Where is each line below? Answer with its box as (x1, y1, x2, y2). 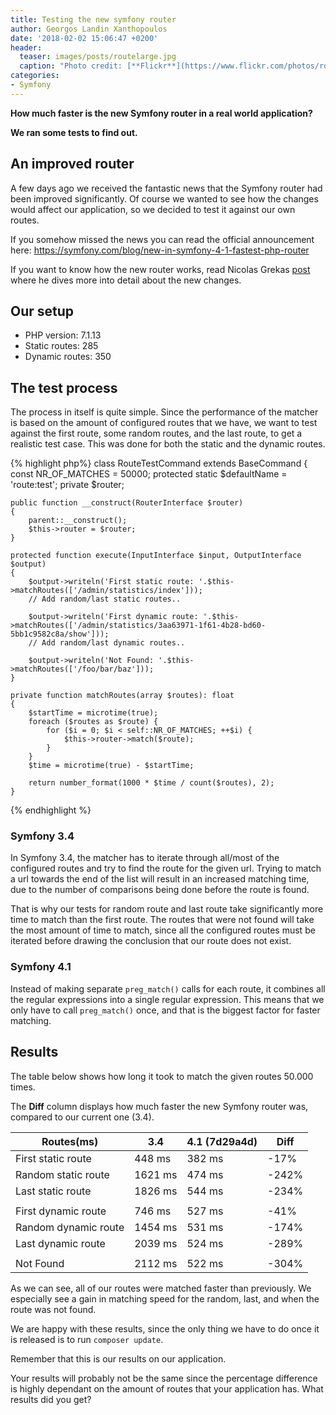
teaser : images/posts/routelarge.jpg (19, 52, 177, 62)
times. (10, 1081, 36, 1093)
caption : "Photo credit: (19, 61, 123, 71)
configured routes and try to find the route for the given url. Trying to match (10, 862, 322, 875)
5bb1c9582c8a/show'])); (10, 629, 110, 640)
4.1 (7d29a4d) (186, 1134, 258, 1148)
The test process (10, 379, 118, 396)
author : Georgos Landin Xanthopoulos (10, 24, 168, 34)
